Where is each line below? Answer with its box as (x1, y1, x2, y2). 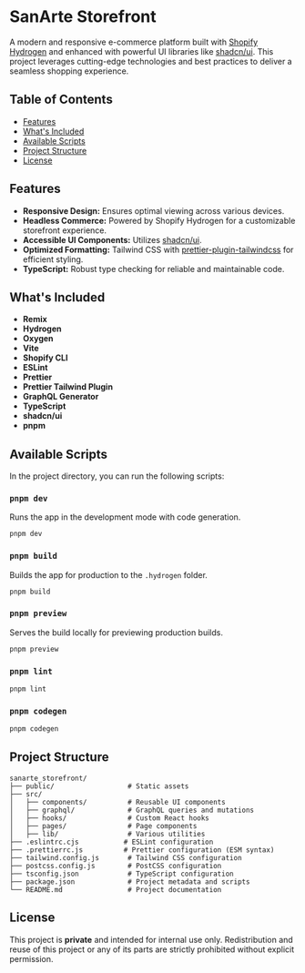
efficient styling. (22, 253, 84, 265)
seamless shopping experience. (9, 66, 129, 76)
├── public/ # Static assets (9, 781, 189, 791)
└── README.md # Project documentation (9, 885, 222, 894)
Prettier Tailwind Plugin (22, 381, 114, 392)
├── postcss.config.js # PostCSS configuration (9, 861, 222, 870)
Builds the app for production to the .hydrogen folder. (9, 569, 208, 580)
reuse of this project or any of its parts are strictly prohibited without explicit (9, 944, 295, 955)
